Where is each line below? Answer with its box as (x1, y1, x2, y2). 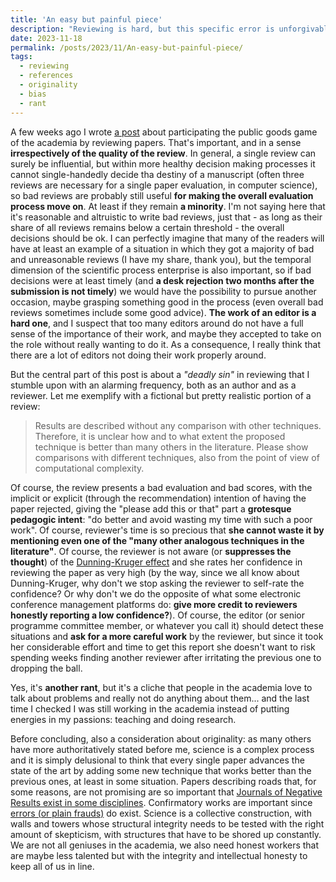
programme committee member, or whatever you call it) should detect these (10, 619, 324, 631)
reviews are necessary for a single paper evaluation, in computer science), (10, 179, 318, 191)
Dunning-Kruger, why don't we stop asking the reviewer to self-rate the (10, 577, 305, 589)
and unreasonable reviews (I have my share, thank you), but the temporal (10, 253, 312, 265)
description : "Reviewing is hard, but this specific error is (10, 24, 275, 34)
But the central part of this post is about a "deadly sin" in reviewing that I (10, 368, 310, 380)
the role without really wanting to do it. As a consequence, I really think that (10, 338, 322, 350)
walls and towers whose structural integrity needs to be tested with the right (10, 817, 325, 830)
